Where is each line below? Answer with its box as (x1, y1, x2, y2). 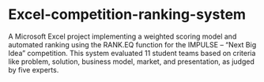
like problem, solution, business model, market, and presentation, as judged (8, 57, 255, 66)
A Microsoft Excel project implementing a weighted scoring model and (8, 32, 237, 41)
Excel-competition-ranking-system (8, 6, 247, 24)
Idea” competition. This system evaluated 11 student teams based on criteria (8, 48, 256, 58)
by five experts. (8, 65, 59, 74)
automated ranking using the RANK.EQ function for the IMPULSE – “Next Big (8, 39, 257, 49)
